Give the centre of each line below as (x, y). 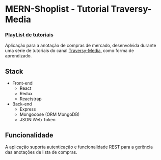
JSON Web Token (37, 120)
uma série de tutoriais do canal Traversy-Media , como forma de (69, 51)
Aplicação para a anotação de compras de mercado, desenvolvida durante (80, 46)
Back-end (22, 104)
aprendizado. (18, 56)
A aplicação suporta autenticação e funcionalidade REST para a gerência (79, 147)
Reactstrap (30, 99)
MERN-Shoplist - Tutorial (57, 9)
